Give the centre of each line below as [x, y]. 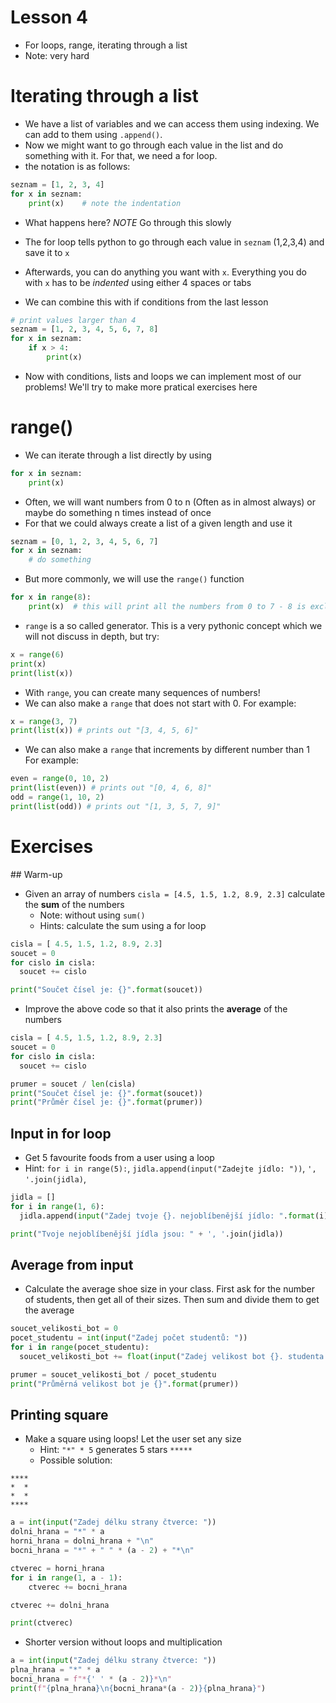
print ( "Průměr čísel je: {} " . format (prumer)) [106, 1102]
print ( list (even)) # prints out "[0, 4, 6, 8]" [111, 788]
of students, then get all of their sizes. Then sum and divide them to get [172, 1300]
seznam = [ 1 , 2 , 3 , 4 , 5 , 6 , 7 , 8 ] [84, 329]
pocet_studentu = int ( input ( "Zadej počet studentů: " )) [129, 1338]
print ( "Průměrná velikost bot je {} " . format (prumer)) [125, 1384]
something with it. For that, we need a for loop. [121, 155]
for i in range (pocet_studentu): [80, 1347]
